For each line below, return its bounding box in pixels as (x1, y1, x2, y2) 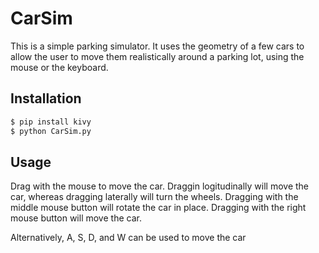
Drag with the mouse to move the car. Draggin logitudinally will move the (10, 180, 310, 192)
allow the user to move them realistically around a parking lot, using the (10, 50, 305, 62)
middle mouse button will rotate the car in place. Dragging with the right (10, 202, 307, 214)
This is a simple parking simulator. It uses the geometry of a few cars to (10, 40, 305, 52)
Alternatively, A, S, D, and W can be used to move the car (10, 232, 247, 244)
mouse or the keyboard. (10, 61, 109, 73)
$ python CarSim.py (10, 126, 92, 136)
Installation (10, 90, 82, 107)
